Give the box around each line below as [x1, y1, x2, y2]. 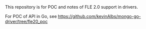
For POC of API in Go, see [5, 14, 57, 19]
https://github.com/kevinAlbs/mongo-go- [58, 14, 141, 19]
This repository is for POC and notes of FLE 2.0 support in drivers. [5, 4, 138, 10]
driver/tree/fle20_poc [5, 19, 48, 24]
